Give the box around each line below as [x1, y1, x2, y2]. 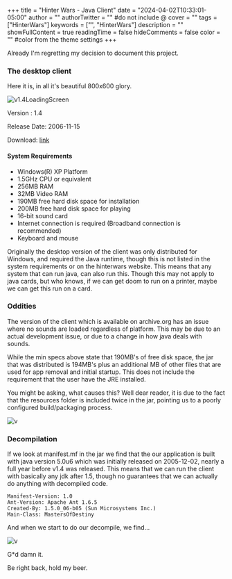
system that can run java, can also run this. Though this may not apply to [7, 269, 215, 277]
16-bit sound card [17, 211, 68, 220]
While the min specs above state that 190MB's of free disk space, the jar [7, 352, 214, 361]
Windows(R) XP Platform [17, 167, 88, 176]
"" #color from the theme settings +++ [7, 35, 117, 44]
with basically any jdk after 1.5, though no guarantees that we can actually [7, 472, 218, 480]
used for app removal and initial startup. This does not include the [7, 368, 195, 376]
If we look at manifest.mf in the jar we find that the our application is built [7, 450, 215, 458]
